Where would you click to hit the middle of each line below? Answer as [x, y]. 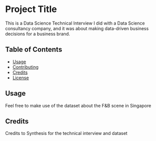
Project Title [31, 9]
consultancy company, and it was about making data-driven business [77, 28]
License [21, 78]
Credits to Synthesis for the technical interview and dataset [66, 133]
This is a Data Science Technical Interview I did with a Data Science [75, 23]
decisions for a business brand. [38, 34]
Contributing [25, 67]
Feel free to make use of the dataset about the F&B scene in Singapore [78, 105]
